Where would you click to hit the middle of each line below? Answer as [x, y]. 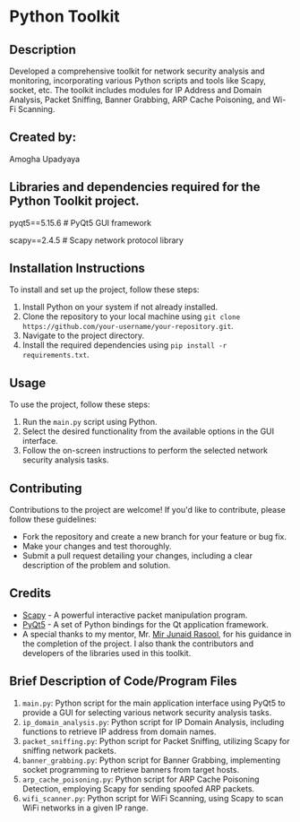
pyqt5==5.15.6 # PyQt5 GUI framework [81, 222]
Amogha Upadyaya [45, 159]
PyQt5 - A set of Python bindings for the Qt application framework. [145, 624]
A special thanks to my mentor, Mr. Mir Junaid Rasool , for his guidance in [157, 634]
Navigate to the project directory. [83, 336]
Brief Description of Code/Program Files [123, 682]
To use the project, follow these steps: [80, 404]
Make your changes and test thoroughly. [97, 546]
